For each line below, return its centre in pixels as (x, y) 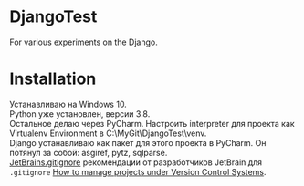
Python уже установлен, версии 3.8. (80, 114)
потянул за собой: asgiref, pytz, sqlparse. (89, 152)
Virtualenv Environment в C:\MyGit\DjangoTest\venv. (108, 133)
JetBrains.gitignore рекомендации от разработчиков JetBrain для (136, 162)
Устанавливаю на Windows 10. (68, 104)
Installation (53, 79)
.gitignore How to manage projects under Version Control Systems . (138, 171)
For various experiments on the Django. (84, 42)
